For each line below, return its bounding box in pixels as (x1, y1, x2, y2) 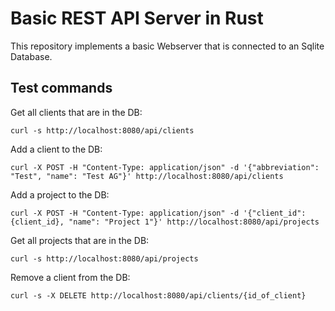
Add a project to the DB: (10, 188, 110, 201)
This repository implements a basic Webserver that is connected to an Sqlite (10, 40, 325, 52)
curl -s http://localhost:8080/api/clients (10, 125, 195, 136)
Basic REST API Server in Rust (10, 7, 264, 30)
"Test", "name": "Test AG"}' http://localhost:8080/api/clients (10, 171, 284, 181)
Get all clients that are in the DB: (10, 106, 143, 118)
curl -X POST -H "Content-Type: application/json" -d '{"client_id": (10, 208, 307, 218)
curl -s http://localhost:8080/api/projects (10, 253, 199, 264)
